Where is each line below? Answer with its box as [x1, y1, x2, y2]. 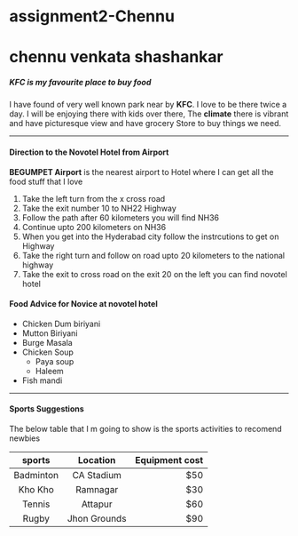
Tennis [21, 498, 51, 510]
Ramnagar [74, 483, 119, 495]
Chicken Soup [21, 347, 74, 357]
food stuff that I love [9, 176, 83, 187]
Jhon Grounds [67, 512, 127, 524]
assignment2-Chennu [9, 6, 176, 27]
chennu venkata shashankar [9, 47, 223, 68]
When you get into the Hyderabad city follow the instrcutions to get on [21, 231, 279, 242]
